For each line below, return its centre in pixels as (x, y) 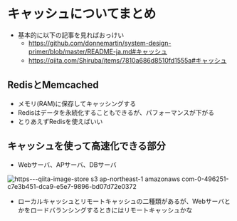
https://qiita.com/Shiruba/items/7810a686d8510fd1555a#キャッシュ (127, 60)
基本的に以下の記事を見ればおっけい (71, 35)
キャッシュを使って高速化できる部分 (86, 146)
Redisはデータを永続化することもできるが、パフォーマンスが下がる (116, 112)
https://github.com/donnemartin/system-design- (100, 43)
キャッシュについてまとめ (82, 14)
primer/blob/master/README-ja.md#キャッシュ (98, 51)
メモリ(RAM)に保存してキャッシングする (77, 103)
